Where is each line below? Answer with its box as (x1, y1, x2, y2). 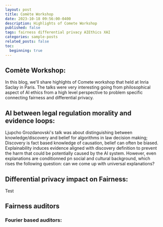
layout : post (5, 7, 32, 12)
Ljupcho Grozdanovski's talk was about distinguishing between (5, 130, 133, 136)
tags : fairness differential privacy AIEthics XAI (5, 30, 111, 35)
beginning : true (9, 48, 43, 53)
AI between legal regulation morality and (5, 109, 132, 117)
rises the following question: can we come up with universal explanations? (5, 161, 155, 167)
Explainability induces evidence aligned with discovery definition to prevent (5, 145, 157, 151)
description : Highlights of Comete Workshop (5, 21, 97, 26)
